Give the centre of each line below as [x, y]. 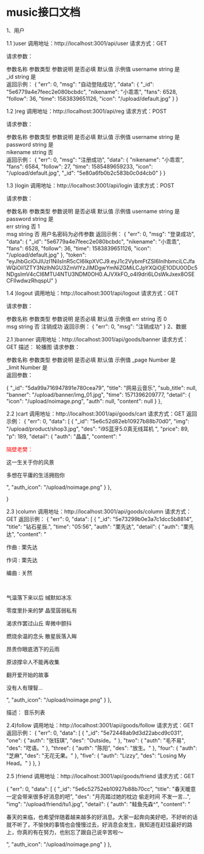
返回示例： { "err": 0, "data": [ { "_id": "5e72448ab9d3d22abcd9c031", [95, 733]
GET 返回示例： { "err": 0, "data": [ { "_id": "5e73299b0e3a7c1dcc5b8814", [100, 519]
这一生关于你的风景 [30, 462]
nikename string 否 [30, 152]
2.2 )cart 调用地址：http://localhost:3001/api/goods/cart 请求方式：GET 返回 [102, 414]
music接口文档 [43, 12]
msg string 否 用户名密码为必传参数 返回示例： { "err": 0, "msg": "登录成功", [101, 234]
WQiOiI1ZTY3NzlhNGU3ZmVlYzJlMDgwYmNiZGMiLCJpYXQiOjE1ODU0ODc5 [102, 267]
